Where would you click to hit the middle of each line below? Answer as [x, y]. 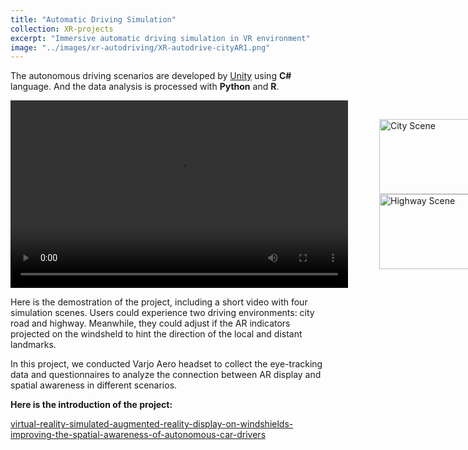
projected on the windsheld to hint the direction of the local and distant [156, 334]
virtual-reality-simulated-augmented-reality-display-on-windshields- [152, 424]
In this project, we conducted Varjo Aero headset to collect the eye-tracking [166, 364]
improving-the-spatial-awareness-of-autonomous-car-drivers [138, 435]
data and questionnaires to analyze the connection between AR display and [166, 375]
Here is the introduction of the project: [91, 405]
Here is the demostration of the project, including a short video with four [159, 302]
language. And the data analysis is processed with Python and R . [145, 87]
